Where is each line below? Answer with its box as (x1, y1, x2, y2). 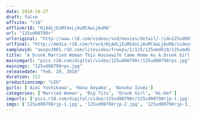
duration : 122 (6, 74, 41, 80)
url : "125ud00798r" (6, 30, 54, 36)
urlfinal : (6, 42, 30, 47)
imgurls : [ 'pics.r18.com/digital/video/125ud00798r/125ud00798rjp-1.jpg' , (6, 95, 193, 101)
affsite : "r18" (6, 19, 43, 25)
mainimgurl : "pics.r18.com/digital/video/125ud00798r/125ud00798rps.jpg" (6, 57, 191, 63)
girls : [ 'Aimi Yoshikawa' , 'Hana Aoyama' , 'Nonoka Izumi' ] (6, 85, 154, 91)
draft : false (6, 14, 38, 20)
